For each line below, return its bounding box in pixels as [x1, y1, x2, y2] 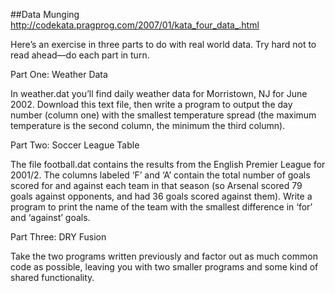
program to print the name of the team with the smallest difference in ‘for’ [10, 201, 313, 213]
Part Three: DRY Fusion [10, 231, 107, 243]
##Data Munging [10, 9, 80, 20]
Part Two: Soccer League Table [10, 139, 140, 151]
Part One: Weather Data [10, 69, 108, 80]
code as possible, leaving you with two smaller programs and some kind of [10, 261, 319, 273]
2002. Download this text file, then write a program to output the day [10, 99, 293, 110]
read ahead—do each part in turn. [10, 49, 150, 61]
